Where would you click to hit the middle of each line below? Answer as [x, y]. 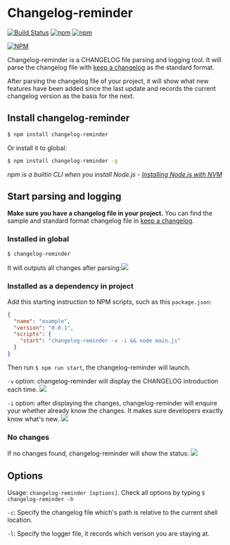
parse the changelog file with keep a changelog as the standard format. [111, 67]
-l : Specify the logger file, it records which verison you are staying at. [108, 534]
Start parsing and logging [64, 196]
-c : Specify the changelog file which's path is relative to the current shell [113, 513]
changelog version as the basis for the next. [71, 96]
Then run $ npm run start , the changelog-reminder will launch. [99, 367]
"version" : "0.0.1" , [44, 328]
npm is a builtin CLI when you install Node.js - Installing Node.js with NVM [115, 174]
